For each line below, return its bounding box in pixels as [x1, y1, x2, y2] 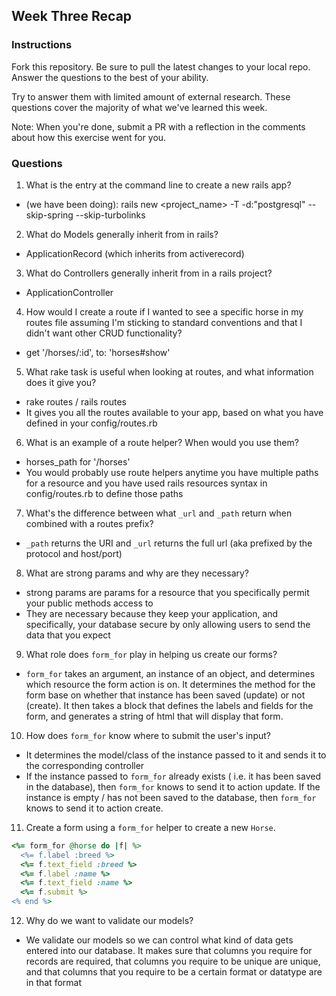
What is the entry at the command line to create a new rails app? [25, 179, 292, 191]
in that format [25, 977, 82, 989]
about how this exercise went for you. [11, 131, 167, 143]
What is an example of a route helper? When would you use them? [25, 436, 299, 448]
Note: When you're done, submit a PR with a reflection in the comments [11, 120, 306, 133]
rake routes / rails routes [25, 395, 127, 408]
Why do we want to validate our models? [25, 915, 194, 927]
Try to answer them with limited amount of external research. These [11, 90, 291, 103]
